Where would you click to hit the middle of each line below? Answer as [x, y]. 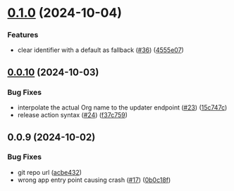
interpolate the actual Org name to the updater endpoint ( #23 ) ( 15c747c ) [122, 107]
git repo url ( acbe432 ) [50, 172]
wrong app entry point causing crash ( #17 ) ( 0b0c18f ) [94, 180]
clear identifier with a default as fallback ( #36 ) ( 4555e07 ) [101, 50]
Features [23, 35]
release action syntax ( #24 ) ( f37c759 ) [73, 115]
